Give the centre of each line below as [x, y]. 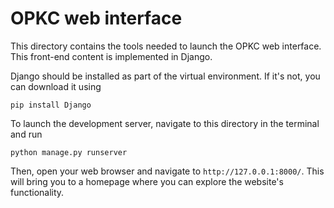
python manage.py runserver [69, 152]
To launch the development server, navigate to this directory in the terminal [165, 123]
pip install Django [51, 105]
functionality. [37, 192]
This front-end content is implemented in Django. [111, 56]
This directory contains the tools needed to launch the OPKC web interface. [166, 46]
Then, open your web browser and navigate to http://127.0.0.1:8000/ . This [167, 171]
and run [26, 134]
